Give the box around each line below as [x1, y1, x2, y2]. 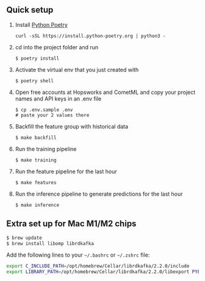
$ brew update [6, 235, 43, 241]
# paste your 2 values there [15, 112, 90, 118]
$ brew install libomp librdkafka [6, 240, 95, 246]
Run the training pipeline [15, 145, 77, 152]
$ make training [15, 157, 57, 163]
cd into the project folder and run [15, 43, 99, 51]
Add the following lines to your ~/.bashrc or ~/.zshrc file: [6, 251, 150, 258]
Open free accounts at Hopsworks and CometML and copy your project [15, 88, 196, 96]
